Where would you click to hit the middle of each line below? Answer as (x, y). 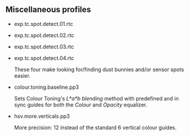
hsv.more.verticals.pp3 (42, 116)
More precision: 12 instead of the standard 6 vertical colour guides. (95, 127)
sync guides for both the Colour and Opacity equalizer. (81, 105)
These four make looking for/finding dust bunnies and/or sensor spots (99, 69)
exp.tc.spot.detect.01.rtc (44, 24)
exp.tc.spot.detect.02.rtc (44, 35)
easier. (22, 75)
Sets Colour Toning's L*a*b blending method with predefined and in (96, 98)
